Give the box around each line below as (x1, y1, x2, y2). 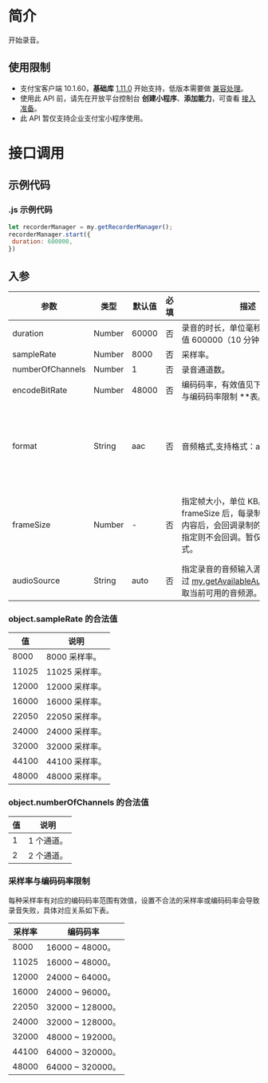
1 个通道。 (28, 835, 68, 846)
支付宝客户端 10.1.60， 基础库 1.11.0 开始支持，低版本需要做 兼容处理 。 (19, 83, 248, 93)
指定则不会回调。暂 (181, 531, 254, 542)
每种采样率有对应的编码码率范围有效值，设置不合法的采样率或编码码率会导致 (8, 895, 260, 905)
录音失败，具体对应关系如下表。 (8, 905, 113, 915)
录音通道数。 (181, 364, 230, 375)
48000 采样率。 (45, 771, 107, 782)
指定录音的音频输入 (181, 563, 254, 574)
